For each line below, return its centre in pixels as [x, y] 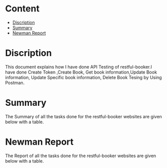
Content [22, 9]
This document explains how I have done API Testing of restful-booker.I [79, 67]
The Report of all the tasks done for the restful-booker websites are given [81, 156]
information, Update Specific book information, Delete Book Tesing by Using [83, 77]
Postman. [15, 83]
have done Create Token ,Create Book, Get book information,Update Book [81, 72]
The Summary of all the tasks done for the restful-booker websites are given [83, 116]
